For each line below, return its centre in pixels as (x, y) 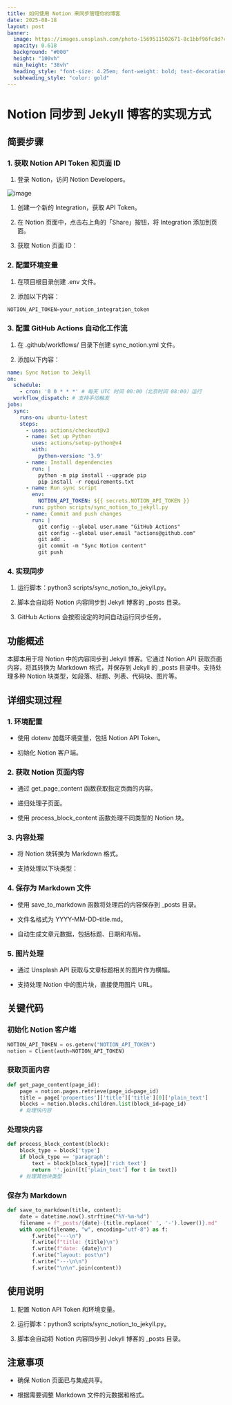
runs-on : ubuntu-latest (54, 417)
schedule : (27, 385)
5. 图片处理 (26, 953)
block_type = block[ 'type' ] (60, 1151)
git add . (52, 540)
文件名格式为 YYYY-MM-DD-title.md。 (72, 919)
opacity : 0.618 (35, 46)
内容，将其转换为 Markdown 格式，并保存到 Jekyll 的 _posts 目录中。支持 (112, 668)
